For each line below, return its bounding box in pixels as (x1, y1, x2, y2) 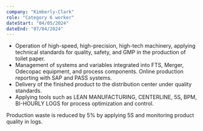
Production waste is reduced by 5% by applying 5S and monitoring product (6, 112, 195, 119)
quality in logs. (6, 118, 43, 126)
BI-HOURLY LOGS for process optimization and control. (15, 100, 154, 107)
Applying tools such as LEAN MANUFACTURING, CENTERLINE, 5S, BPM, (15, 94, 197, 101)
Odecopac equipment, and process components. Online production (15, 68, 184, 75)
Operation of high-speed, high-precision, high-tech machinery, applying (15, 42, 196, 50)
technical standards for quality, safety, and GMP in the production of (15, 49, 186, 56)
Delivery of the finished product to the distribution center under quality (15, 81, 192, 88)
